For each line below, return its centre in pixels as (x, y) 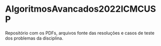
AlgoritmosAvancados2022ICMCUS (80, 9)
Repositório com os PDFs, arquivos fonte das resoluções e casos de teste (80, 33)
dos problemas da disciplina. (34, 38)
